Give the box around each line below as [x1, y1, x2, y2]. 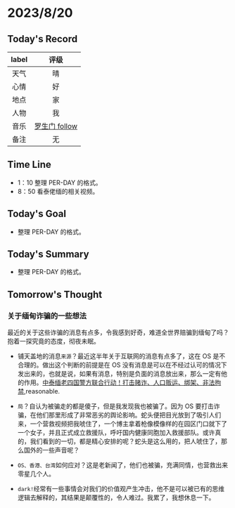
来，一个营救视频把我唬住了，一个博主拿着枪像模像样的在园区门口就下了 [17, 419, 227, 428]
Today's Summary [7, 248, 89, 261]
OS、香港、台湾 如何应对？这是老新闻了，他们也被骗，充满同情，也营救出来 [17, 461, 229, 469]
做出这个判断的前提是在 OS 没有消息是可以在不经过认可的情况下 [42, 360, 227, 370]
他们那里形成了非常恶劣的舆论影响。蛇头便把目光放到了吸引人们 [36, 411, 222, 419]
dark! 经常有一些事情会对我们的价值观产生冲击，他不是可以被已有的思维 [17, 485, 225, 493]
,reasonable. [23, 387, 61, 396]
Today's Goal [7, 208, 67, 220]
